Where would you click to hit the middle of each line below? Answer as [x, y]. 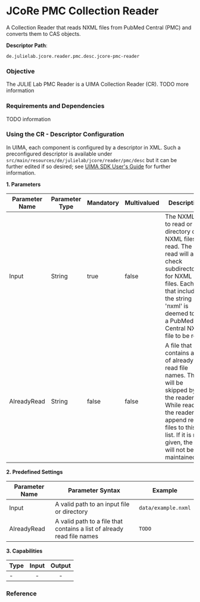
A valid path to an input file [92, 504]
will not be [179, 449]
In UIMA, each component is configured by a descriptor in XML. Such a [93, 147]
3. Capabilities [24, 551]
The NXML [180, 216]
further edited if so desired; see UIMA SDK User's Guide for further [88, 166]
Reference [21, 593]
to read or [179, 224]
